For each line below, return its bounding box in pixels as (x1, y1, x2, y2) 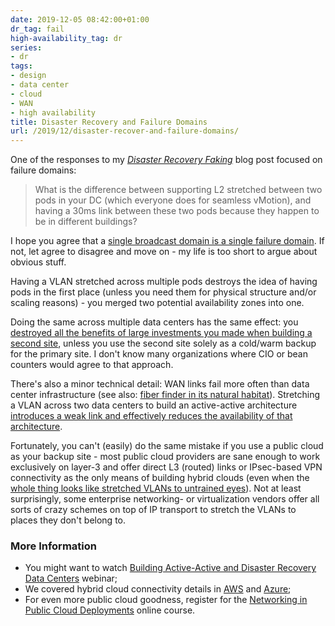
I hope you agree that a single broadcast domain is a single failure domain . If (10, 235, 325, 247)
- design (10, 71, 47, 81)
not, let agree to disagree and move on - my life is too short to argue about (10, 246, 318, 258)
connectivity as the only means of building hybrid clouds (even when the (10, 472, 310, 484)
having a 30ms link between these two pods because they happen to (34, 205, 320, 217)
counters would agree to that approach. (10, 359, 174, 371)
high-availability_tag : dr (10, 33, 123, 43)
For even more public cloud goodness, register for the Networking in (24, 594, 308, 606)
